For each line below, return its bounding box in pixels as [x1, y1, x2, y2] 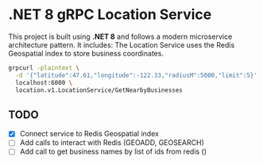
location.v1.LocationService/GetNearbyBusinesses [15, 86, 183, 94]
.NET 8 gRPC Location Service [8, 6, 212, 24]
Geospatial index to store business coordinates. [8, 48, 164, 58]
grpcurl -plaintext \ [8, 63, 80, 72]
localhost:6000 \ [15, 78, 73, 86]
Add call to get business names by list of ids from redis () [19, 147, 207, 156]
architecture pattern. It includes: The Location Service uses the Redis [8, 40, 235, 49]
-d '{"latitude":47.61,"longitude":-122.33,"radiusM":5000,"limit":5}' [15, 71, 258, 79]
